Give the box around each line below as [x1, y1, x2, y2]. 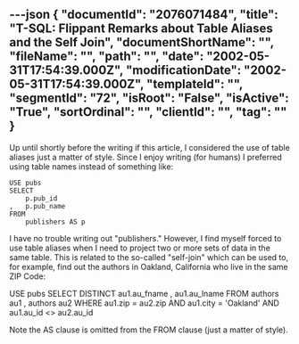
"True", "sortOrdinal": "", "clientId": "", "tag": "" [9, 104, 287, 119]
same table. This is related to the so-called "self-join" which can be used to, [9, 251, 288, 262]
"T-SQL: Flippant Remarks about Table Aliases [9, 21, 274, 37]
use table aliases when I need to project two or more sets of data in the [9, 242, 270, 253]
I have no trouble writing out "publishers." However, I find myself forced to [9, 233, 282, 243]
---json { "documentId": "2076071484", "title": [9, 7, 278, 22]
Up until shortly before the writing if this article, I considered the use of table [9, 142, 290, 152]
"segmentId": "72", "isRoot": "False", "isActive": [9, 91, 290, 106]
